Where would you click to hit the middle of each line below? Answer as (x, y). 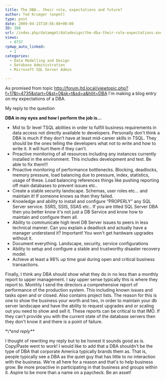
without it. (22, 238)
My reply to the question (30, 108)
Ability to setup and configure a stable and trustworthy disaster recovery (86, 249)
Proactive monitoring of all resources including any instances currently (84, 154)
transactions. (26, 264)
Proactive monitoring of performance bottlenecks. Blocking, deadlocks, (85, 170)
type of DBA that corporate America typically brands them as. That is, (76, 351)
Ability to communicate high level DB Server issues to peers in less (80, 222)
